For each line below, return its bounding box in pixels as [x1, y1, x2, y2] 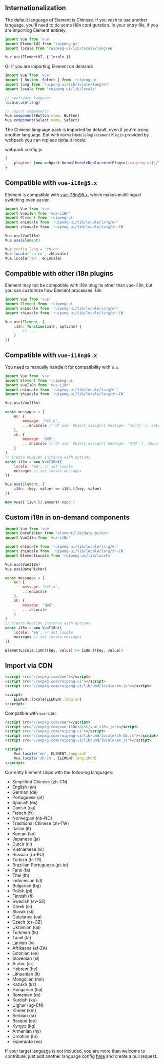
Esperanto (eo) [12, 1039, 42, 1044]
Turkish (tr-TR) [12, 857, 42, 863]
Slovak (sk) [12, 909, 35, 914]
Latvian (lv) [12, 940, 35, 946]
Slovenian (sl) [12, 955, 40, 961]
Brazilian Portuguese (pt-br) [12, 862, 69, 867]
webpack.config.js [5, 147, 42, 153]
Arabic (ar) [12, 960, 34, 966]
